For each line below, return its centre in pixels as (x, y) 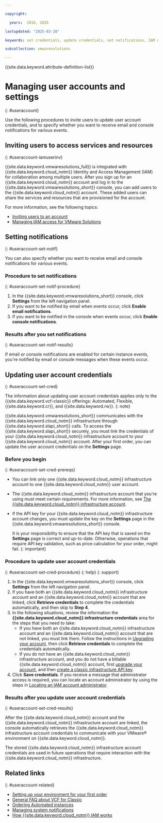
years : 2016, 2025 (29, 22)
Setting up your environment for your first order (59, 794)
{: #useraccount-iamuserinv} (34, 157)
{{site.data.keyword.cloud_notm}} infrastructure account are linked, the (76, 722)
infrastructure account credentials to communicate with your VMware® (76, 733)
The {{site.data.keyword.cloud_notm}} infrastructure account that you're (84, 494)
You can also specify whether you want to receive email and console (74, 258)
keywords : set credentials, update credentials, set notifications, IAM (80, 40)
